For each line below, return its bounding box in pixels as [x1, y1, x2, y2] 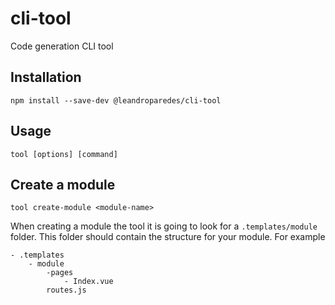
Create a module [10, 176, 116, 193]
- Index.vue [63, 277, 114, 287]
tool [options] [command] [10, 149, 118, 159]
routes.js [46, 285, 87, 296]
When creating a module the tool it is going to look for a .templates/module [10, 220, 318, 232]
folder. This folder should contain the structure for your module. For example [10, 231, 326, 243]
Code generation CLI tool [10, 40, 114, 52]
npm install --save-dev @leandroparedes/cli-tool [10, 95, 222, 106]
